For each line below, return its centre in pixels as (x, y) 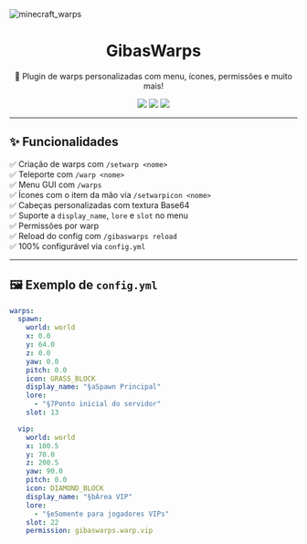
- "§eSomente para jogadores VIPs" (101, 514)
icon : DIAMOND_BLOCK (65, 488)
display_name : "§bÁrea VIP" (79, 497)
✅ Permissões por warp (54, 225)
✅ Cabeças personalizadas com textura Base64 (100, 204)
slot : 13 (42, 413)
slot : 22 (42, 522)
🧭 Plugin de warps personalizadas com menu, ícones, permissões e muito (153, 76)
